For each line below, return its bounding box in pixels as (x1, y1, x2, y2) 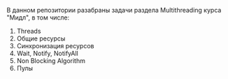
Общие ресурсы (16, 34, 66, 43)
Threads (16, 27, 41, 35)
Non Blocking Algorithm (16, 57, 85, 65)
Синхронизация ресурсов (16, 42, 94, 50)
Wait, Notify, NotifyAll (16, 49, 78, 57)
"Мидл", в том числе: (6, 13, 70, 22)
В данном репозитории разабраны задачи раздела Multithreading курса (6, 6, 222, 14)
